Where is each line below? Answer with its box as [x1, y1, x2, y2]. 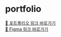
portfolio [5, 3, 42, 15]
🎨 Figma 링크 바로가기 [5, 26, 49, 32]
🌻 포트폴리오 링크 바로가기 [5, 20, 56, 26]
